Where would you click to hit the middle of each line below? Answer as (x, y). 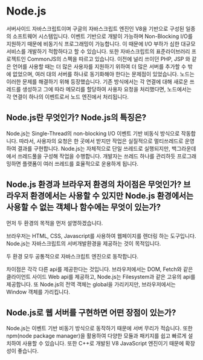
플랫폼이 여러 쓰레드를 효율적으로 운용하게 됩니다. (80, 163)
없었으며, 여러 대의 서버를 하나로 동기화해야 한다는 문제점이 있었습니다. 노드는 (104, 74)
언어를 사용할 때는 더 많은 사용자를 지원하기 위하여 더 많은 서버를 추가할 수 (99, 66)
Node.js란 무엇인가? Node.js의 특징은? (76, 118)
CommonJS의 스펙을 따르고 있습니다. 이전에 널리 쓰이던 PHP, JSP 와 (108, 59)
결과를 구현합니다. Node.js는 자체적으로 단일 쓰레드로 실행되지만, (94, 148)
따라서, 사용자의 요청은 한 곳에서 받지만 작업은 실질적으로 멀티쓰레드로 (101, 141)
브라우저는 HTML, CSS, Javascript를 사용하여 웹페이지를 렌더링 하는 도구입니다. (101, 236)
